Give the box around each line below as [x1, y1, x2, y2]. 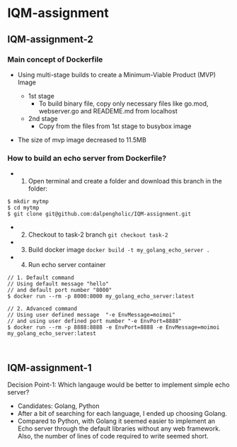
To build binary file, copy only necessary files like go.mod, [38, 99, 209, 108]
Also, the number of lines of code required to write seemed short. [17, 431, 209, 440]
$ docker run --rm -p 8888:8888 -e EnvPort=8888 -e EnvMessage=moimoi [7, 324, 220, 331]
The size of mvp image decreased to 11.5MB [17, 135, 146, 144]
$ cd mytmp [7, 204, 40, 212]
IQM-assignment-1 [7, 361, 92, 373]
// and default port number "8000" [7, 287, 112, 294]
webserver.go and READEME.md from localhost [38, 106, 178, 115]
